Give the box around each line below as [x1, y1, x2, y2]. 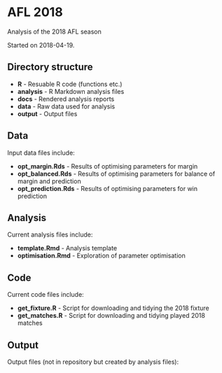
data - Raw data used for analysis [17, 102, 116, 111]
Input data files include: [7, 148, 75, 157]
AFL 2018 [7, 4, 63, 20]
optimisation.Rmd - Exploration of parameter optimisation [17, 251, 186, 260]
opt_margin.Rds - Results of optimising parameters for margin [17, 162, 198, 170]
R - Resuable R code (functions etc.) [17, 80, 123, 88]
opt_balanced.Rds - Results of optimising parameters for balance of [17, 169, 216, 178]
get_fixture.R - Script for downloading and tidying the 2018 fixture [17, 304, 210, 312]
